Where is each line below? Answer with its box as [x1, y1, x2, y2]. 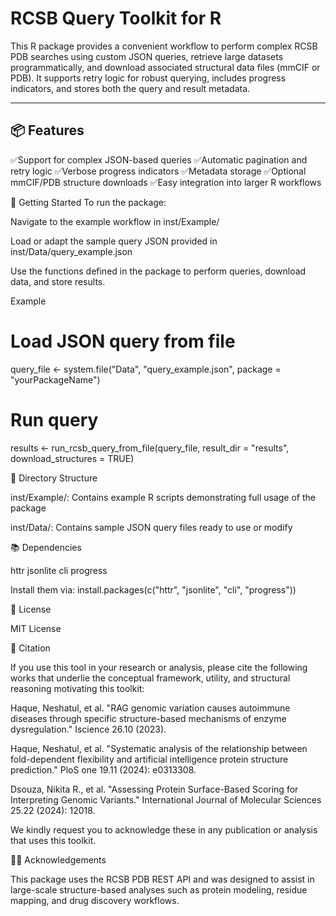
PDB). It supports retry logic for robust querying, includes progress [10, 72, 287, 84]
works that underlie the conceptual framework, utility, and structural [10, 672, 291, 684]
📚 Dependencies [10, 541, 82, 553]
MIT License [10, 622, 62, 634]
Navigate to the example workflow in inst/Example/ [10, 215, 220, 227]
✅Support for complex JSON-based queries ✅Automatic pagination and [10, 153, 308, 166]
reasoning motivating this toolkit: [10, 682, 145, 694]
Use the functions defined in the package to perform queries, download [10, 265, 307, 277]
